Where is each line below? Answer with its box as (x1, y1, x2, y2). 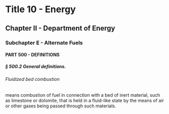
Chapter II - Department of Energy (5, 24, 116, 33)
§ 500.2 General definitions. (5, 63, 66, 69)
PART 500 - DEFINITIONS (5, 52, 60, 58)
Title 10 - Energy (5, 4, 76, 15)
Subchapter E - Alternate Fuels (5, 39, 83, 46)
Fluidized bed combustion (5, 76, 60, 82)
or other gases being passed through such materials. (5, 103, 116, 109)
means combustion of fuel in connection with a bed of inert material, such (5, 92, 160, 98)
